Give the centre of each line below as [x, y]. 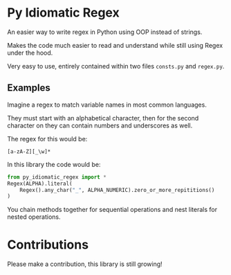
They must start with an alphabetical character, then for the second [103, 118]
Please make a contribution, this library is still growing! [85, 264]
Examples [29, 88]
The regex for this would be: [47, 139]
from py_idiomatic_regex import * [57, 177]
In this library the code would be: [54, 164]
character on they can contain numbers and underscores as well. [100, 125]
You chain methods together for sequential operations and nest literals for [112, 210]
